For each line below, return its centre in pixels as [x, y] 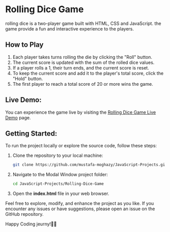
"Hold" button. [28, 78]
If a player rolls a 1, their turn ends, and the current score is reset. [81, 68]
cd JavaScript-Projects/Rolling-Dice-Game [58, 184]
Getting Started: [31, 133]
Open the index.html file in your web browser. [61, 193]
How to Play [25, 45]
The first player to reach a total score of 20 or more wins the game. [83, 84]
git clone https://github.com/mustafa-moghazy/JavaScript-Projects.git [90, 165]
